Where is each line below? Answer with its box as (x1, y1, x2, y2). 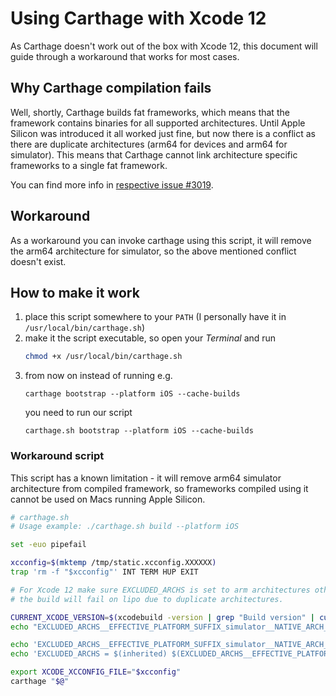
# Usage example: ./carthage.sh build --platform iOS (10, 522, 240, 532)
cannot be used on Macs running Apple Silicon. (10, 493, 206, 505)
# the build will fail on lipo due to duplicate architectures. (10, 594, 284, 604)
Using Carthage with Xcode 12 (10, 7, 267, 30)
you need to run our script (24, 407, 133, 419)
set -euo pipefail (10, 540, 87, 550)
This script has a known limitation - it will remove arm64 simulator (10, 472, 282, 484)
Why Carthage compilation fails (10, 80, 212, 97)
